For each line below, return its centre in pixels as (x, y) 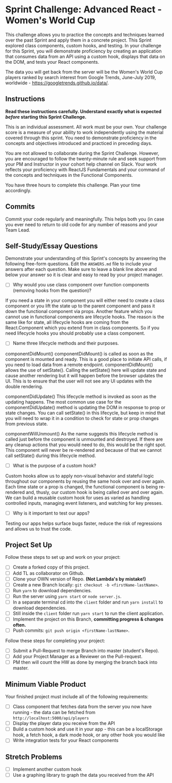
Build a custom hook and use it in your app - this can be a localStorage (88, 729)
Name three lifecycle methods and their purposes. (66, 343)
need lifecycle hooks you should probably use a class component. (75, 333)
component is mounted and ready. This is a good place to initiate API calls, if (86, 359)
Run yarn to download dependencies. (52, 590)
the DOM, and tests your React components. (52, 62)
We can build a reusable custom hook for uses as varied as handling (78, 498)
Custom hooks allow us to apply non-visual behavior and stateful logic (80, 476)
